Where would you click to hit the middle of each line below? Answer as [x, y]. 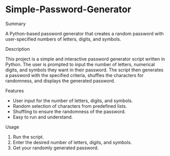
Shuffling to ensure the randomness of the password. [69, 111]
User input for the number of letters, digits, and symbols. [73, 101]
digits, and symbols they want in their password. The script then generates [84, 70]
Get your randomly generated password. [56, 148]
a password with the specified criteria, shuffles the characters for [74, 75]
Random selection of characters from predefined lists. [70, 106]
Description [17, 49]
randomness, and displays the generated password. [60, 81]
